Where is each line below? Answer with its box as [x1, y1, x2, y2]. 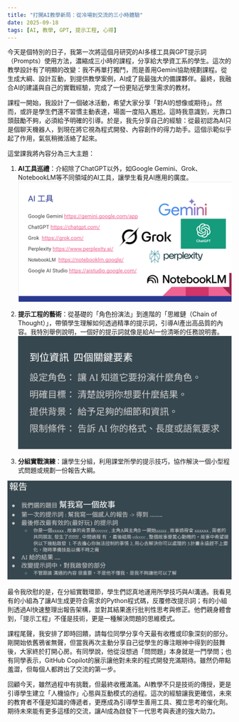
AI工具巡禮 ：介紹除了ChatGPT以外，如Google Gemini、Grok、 [17, 164, 202, 173]
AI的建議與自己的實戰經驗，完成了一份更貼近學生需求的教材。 [13, 83, 194, 92]
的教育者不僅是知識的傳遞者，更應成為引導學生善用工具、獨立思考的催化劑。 [7, 698, 232, 706]
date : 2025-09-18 [7, 19, 59, 26]
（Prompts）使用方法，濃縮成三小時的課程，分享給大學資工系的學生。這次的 [7, 57, 232, 66]
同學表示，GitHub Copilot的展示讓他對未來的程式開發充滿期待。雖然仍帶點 [13, 656, 231, 664]
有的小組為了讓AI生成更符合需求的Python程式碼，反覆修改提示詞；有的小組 [7, 596, 228, 605]
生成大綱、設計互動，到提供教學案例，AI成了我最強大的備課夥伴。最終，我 [7, 75, 225, 83]
